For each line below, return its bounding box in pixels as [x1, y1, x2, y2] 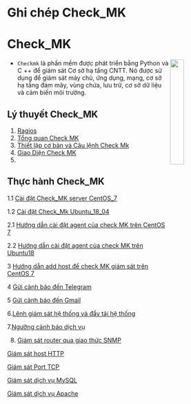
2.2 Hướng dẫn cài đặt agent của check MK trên [7, 241, 143, 249]
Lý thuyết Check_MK [7, 108, 99, 120]
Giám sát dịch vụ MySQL [7, 376, 78, 384]
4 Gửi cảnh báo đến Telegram [7, 282, 92, 290]
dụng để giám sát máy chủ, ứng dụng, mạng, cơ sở [17, 74, 162, 82]
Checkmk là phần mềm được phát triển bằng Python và [17, 59, 169, 67]
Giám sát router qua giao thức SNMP [17, 336, 122, 344]
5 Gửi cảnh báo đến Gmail [7, 296, 81, 304]
